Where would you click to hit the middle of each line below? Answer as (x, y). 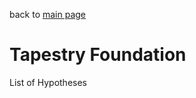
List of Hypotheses (48, 82)
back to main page (48, 14)
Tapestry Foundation (98, 55)
